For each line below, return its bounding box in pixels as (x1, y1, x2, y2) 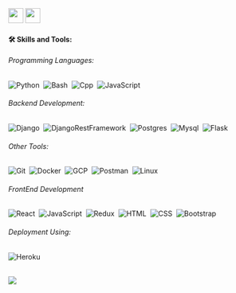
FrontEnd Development (8, 184, 84, 193)
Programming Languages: (8, 56, 94, 65)
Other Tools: (8, 141, 49, 150)
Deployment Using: (8, 227, 72, 236)
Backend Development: (8, 99, 85, 108)
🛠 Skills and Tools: (8, 34, 73, 44)
